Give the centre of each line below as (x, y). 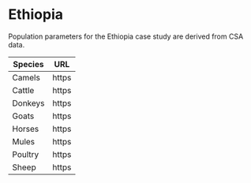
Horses (26, 129)
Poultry (26, 154)
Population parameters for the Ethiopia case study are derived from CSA (126, 36)
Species (28, 64)
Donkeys (28, 103)
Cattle (23, 90)
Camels (26, 77)
